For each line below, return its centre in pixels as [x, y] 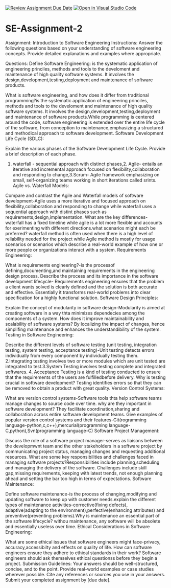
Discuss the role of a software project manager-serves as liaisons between [84, 440]
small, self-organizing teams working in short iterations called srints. [84, 180]
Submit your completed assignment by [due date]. [58, 580]
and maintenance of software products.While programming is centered [80, 117]
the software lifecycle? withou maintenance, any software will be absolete [83, 521]
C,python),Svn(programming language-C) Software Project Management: [82, 431]
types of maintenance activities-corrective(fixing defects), [67, 505]
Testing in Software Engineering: [40, 334]
